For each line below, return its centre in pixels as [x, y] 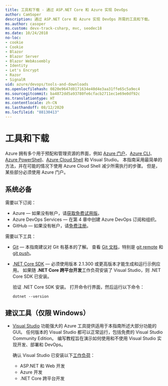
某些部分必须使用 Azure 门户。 [37, 172]
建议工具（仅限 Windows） [47, 313]
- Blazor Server [22, 56]
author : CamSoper [23, 15]
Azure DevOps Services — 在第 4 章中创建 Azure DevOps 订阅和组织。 [86, 219]
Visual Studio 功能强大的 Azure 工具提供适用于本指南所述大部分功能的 [85, 326]
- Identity [17, 66]
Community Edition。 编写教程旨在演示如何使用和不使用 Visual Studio [84, 338]
